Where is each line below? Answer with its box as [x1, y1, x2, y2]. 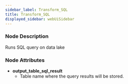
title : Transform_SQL [5, 12, 50, 17]
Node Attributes [5, 57, 45, 64]
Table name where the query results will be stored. [19, 73, 124, 79]
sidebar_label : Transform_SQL [5, 7, 68, 12]
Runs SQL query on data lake [5, 44, 65, 50]
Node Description [5, 33, 49, 40]
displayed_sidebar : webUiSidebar [5, 16, 75, 21]
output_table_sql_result [12, 68, 63, 74]
